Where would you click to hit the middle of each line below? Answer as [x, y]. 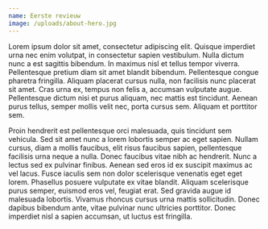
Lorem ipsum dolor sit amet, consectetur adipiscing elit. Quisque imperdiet [132, 46]
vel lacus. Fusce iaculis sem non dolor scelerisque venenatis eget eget [126, 173]
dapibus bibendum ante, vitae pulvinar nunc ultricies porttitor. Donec [122, 207]
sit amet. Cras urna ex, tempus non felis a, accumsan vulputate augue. [125, 89]
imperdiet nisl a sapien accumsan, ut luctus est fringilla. [101, 216]
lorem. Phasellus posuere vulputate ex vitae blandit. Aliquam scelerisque [129, 181]
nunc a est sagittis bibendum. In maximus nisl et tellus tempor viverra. [124, 63]
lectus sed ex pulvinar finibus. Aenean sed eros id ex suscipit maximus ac [131, 164]
